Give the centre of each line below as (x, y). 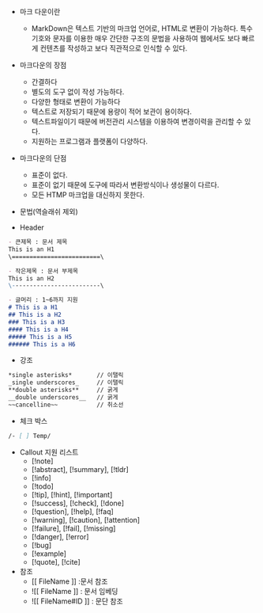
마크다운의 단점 (43, 158)
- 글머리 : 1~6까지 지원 (43, 300)
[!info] (41, 478)
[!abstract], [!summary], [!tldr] (80, 469)
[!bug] (41, 545)
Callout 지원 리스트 (49, 452)
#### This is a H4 (38, 329)
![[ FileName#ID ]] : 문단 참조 (77, 601)
